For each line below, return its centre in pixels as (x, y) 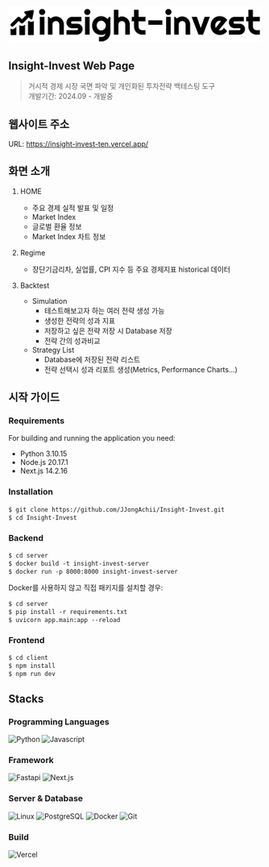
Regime (33, 252)
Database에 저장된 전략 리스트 (92, 359)
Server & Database (46, 799)
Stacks (26, 699)
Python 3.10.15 (43, 454)
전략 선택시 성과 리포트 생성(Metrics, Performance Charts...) (141, 369)
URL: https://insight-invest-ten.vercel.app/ (79, 143)
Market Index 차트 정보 (69, 236)
